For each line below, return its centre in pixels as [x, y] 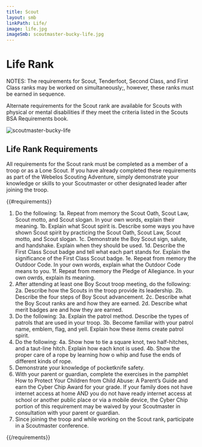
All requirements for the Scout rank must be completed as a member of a [97, 164]
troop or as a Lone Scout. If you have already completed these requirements [101, 170]
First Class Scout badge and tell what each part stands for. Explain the [103, 251]
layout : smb [21, 18]
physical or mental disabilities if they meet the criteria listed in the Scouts [97, 112]
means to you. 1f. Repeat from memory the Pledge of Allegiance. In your [105, 271]
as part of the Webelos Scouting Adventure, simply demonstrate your [93, 177]
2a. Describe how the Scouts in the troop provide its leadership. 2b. [99, 290]
